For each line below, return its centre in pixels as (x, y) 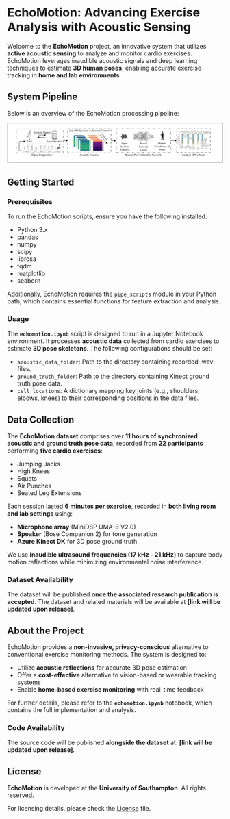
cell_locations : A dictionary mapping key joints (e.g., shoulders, (108, 391)
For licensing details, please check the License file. (79, 809)
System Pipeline (42, 97)
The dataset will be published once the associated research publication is (113, 594)
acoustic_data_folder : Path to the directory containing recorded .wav (115, 362)
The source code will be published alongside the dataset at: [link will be (110, 743)
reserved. (21, 795)
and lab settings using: (40, 514)
